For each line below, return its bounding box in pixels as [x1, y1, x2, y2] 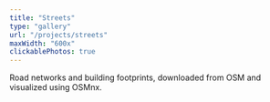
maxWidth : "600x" [9, 38, 76, 48]
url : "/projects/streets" [9, 30, 108, 39]
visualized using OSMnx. [9, 82, 102, 93]
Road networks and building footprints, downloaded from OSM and [9, 72, 262, 83]
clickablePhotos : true [9, 47, 96, 56]
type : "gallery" [9, 22, 71, 31]
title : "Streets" [9, 13, 76, 23]
